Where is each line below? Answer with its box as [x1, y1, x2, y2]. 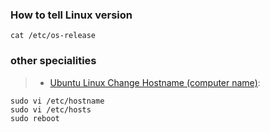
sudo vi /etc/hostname [10, 96, 105, 106]
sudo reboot [10, 113, 60, 123]
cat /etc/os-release [10, 31, 97, 41]
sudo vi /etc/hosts [10, 104, 92, 115]
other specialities [10, 54, 97, 68]
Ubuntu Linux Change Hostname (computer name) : [49, 76, 261, 88]
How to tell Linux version [10, 8, 133, 22]
